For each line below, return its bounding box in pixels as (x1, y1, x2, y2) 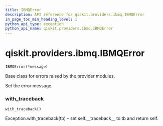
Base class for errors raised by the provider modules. (5, 73, 115, 79)
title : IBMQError (5, 7, 42, 13)
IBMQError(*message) (5, 64, 49, 69)
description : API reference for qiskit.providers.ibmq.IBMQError (5, 12, 144, 17)
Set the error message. (5, 83, 53, 89)
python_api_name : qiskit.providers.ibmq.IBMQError (5, 26, 113, 31)
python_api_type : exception (5, 21, 64, 27)
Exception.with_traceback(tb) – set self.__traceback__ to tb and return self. (5, 115, 159, 121)
